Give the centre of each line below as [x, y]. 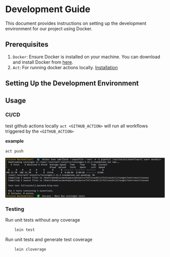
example [15, 141]
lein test [25, 230]
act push [14, 151]
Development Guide [48, 9]
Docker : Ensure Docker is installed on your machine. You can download [86, 57]
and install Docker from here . [43, 62]
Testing [15, 209]
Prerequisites [27, 45]
